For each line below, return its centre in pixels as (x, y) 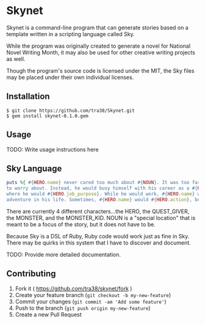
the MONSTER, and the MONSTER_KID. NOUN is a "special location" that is (101, 218)
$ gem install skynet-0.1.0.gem (47, 116)
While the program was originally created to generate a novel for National (99, 46)
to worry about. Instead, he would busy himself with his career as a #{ (102, 188)
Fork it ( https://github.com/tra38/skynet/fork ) (74, 289)
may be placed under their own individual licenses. (70, 77)
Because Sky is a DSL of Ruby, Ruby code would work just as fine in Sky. (98, 236)
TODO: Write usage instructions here (52, 149)
